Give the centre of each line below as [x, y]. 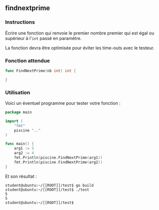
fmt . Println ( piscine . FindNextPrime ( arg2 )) [58, 162]
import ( [14, 121]
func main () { [20, 144]
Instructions [20, 22]
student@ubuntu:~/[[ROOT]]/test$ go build [49, 185]
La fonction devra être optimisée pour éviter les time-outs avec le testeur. [80, 48]
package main [19, 112]
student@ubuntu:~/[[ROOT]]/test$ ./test [47, 190]
